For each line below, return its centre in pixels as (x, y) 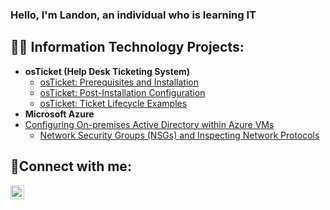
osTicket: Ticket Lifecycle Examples (113, 103)
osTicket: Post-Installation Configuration (122, 92)
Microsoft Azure (59, 114)
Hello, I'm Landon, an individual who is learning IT (133, 15)
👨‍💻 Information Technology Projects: (127, 47)
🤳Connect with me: (71, 166)
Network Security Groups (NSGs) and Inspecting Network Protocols (179, 135)
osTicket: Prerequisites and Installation (119, 82)
